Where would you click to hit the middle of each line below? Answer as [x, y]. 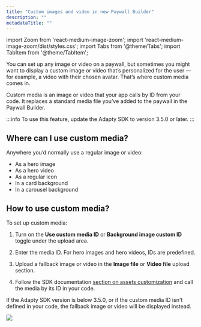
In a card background [41, 183]
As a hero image [35, 164]
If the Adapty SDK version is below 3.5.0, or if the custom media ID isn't [94, 300]
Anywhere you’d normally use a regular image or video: [74, 153]
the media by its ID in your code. [55, 288]
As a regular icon [36, 177]
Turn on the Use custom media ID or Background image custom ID [98, 234]
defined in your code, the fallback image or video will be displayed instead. [99, 306]
